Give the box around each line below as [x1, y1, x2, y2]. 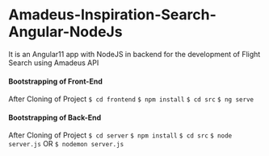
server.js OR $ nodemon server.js [8, 139, 124, 149]
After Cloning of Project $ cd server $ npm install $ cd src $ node [8, 130, 233, 140]
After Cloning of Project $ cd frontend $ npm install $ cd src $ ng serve [8, 94, 254, 104]
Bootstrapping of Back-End [8, 113, 102, 122]
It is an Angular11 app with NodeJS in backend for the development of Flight [8, 49, 261, 59]
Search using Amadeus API [8, 58, 99, 68]
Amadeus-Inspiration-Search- [8, 6, 216, 24]
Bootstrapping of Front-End [8, 76, 103, 86]
